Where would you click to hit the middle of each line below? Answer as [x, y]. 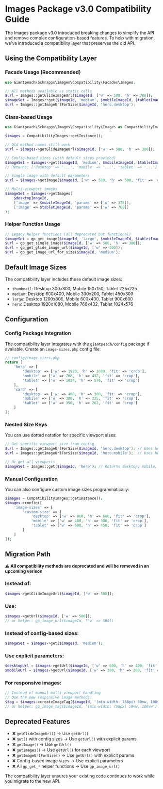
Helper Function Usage [33, 224]
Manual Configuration [32, 479]
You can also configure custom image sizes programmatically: [67, 489]
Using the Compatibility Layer [51, 59]
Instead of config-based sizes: [42, 633]
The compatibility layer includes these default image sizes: [64, 279]
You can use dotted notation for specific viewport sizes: [61, 435]
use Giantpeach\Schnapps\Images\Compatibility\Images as [64, 127]
